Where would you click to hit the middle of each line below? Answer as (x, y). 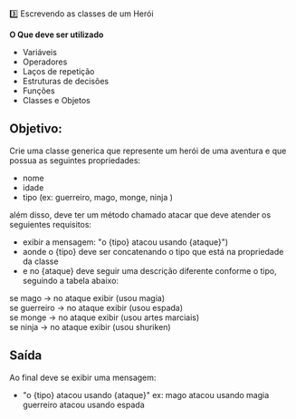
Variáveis (39, 52)
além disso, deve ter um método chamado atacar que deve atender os (140, 214)
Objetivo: (36, 129)
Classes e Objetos (56, 100)
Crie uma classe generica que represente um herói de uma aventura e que (148, 151)
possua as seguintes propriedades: (75, 160)
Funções (39, 91)
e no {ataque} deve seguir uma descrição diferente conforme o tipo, (150, 270)
